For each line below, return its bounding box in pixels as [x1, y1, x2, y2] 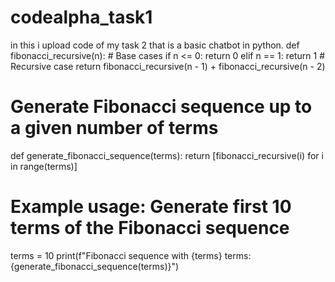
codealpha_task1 [10, 6, 153, 29]
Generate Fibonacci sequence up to [10, 96, 313, 118]
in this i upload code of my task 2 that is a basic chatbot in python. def [10, 39, 300, 51]
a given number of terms [10, 117, 219, 140]
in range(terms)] [10, 160, 78, 172]
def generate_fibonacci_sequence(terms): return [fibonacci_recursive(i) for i [10, 149, 324, 161]
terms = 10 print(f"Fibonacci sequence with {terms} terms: [10, 249, 252, 261]
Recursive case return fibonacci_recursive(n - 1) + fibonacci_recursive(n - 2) [10, 60, 326, 72]
